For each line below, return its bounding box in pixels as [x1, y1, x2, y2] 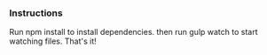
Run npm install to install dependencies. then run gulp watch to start [9, 27, 259, 38]
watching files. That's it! [9, 36, 97, 46]
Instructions [9, 7, 64, 19]
